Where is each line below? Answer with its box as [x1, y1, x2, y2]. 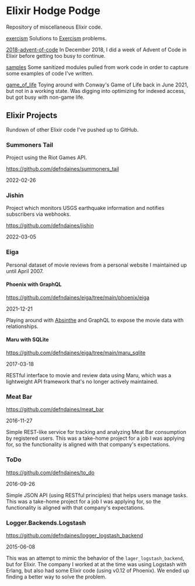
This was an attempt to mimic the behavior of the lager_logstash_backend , [6, 554, 184, 561]
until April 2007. [6, 267, 44, 274]
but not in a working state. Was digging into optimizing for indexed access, [6, 87, 186, 94]
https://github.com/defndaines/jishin [6, 222, 94, 229]
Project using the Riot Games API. [6, 154, 88, 161]
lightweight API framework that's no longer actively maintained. [6, 378, 159, 385]
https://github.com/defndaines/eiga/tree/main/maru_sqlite [6, 349, 146, 356]
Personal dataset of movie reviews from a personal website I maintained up [6, 261, 187, 268]
